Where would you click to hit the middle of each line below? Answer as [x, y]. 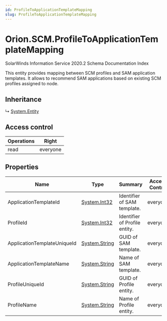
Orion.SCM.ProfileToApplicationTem [82, 39]
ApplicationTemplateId [34, 202]
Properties [22, 167]
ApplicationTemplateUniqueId [42, 243]
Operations [21, 141]
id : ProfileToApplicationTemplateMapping [49, 10]
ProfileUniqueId [26, 284]
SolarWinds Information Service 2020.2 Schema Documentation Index [77, 63]
